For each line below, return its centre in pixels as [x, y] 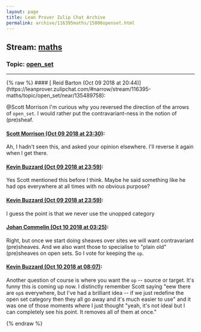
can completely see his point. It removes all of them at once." [81, 312]
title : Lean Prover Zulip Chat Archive [56, 17]
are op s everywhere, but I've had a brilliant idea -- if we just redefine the [95, 293]
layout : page [22, 12]
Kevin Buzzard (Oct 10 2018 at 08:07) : [54, 267]
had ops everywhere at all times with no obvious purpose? [78, 187]
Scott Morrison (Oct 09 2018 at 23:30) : [56, 133]
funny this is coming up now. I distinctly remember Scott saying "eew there [98, 287]
